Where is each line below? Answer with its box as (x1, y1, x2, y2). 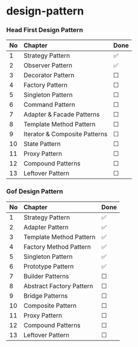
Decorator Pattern (24, 71, 75, 80)
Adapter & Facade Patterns (24, 110, 100, 119)
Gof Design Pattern (6, 187, 63, 196)
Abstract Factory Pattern (24, 282, 93, 290)
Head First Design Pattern (6, 26, 83, 34)
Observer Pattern (24, 62, 72, 70)
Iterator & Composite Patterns (24, 130, 108, 138)
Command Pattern (24, 101, 75, 109)
